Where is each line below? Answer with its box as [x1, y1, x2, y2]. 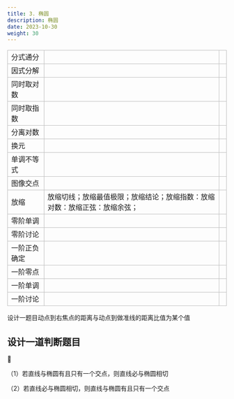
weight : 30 [7, 29, 39, 37]
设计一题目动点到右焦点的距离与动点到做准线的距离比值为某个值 [7, 314, 190, 322]
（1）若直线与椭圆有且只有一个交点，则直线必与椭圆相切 [7, 370, 169, 378]
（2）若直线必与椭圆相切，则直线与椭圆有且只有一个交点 [7, 384, 170, 393]
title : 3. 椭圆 [7, 10, 49, 17]
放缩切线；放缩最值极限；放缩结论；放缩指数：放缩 [47, 192, 215, 202]
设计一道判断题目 [7, 336, 81, 348]
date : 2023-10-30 [7, 23, 58, 30]
